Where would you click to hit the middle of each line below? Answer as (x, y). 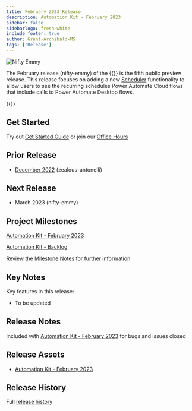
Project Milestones (42, 221)
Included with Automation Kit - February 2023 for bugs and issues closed (96, 336)
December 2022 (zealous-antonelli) (59, 169)
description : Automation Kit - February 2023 (63, 17)
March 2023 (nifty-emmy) (46, 203)
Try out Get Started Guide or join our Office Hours (67, 137)
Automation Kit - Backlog (37, 247)
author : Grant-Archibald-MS (41, 39)
